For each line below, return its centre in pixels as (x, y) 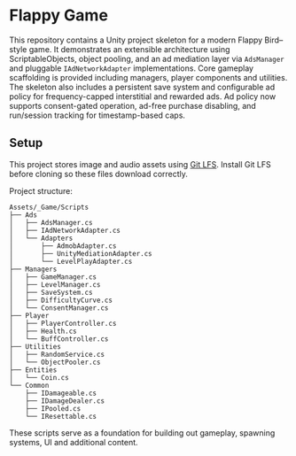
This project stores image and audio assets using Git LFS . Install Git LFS (140, 164)
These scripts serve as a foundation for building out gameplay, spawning (142, 433)
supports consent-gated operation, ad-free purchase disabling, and (133, 105)
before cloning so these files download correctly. (99, 174)
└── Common (29, 385)
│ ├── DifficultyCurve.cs (61, 300)
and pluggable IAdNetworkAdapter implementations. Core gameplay (132, 68)
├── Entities (33, 370)
